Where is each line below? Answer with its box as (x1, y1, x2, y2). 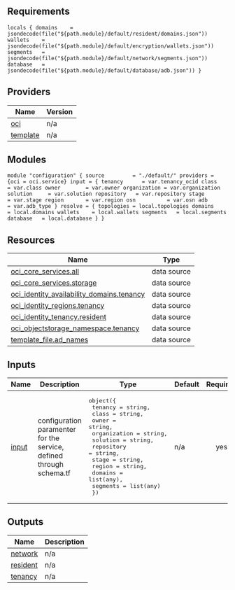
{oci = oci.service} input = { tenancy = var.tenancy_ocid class (7, 178, 218, 185)
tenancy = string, (92, 404, 150, 412)
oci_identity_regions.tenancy (10, 301, 105, 311)
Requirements (7, 6, 70, 17)
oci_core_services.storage (10, 278, 97, 288)
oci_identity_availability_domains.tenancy (10, 290, 145, 300)
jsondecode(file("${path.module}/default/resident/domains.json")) (7, 30, 208, 37)
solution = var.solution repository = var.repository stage (7, 190, 205, 198)
